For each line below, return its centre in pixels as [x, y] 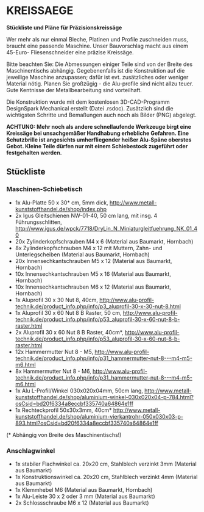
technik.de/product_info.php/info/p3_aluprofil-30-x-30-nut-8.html [98, 306]
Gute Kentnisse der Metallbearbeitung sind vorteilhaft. [74, 90]
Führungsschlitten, [38, 222]
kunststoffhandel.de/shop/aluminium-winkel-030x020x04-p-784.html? [104, 397]
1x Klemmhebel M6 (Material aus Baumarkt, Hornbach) [84, 489]
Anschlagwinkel [31, 450]
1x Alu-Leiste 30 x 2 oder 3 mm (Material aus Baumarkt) [85, 496]
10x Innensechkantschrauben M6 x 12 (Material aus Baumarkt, [93, 287]
